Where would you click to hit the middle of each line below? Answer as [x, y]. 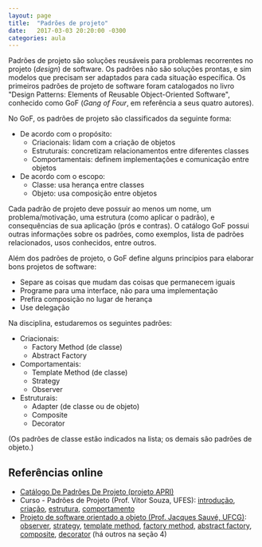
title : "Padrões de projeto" [59, 23]
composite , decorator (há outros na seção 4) [93, 534]
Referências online [56, 472]
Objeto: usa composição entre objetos [94, 193]
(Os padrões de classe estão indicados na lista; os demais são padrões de [130, 439]
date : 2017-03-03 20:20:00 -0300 [67, 30]
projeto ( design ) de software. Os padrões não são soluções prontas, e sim [130, 69]
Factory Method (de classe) [77, 347]
